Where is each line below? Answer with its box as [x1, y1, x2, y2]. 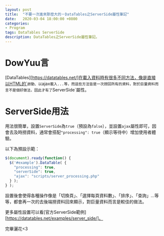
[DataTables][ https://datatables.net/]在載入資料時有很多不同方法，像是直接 [5, 74, 156, 80]
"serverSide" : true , [14, 169, 56, 175]
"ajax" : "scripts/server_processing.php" [14, 174, 99, 179]
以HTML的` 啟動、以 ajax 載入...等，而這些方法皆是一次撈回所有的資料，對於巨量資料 [5, 81, 155, 87]
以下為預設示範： [5, 146, 40, 151]
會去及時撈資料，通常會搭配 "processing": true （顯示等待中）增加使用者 [5, 129, 152, 135]
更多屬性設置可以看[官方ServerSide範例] [5, 209, 87, 215]
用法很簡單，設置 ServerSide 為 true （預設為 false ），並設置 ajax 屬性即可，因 [5, 123, 157, 129]
